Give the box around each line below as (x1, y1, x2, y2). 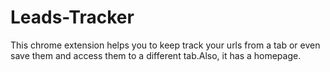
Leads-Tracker (10, 6, 135, 29)
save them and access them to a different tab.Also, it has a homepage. (10, 49, 302, 61)
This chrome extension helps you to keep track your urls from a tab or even (10, 39, 321, 51)
